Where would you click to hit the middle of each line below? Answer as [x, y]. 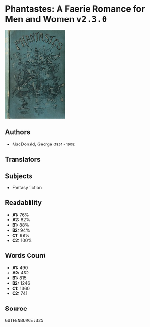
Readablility [23, 203]
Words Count [25, 256]
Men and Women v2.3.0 [56, 19]
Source [16, 308]
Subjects [19, 176]
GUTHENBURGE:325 [24, 320]
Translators [23, 159]
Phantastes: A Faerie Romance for [75, 9]
